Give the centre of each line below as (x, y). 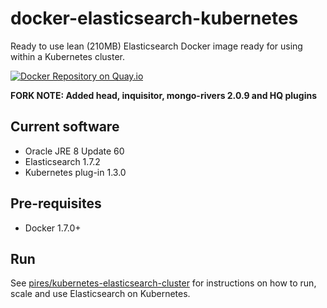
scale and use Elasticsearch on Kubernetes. (100, 294)
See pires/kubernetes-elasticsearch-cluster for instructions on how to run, (163, 283)
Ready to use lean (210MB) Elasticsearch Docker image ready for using (156, 46)
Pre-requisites (56, 203)
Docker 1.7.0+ (53, 228)
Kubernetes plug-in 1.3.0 (75, 172)
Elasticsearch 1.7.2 (62, 161)
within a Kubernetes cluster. (67, 56)
